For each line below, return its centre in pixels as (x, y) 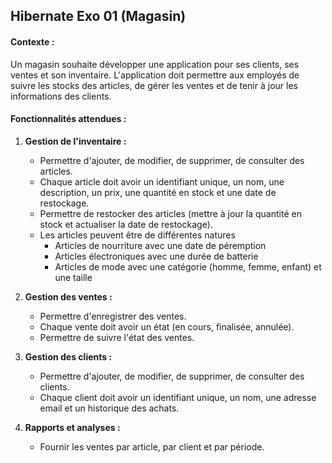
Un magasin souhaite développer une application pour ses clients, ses (155, 64)
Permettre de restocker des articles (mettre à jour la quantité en (170, 213)
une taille (73, 277)
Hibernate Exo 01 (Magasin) (98, 16)
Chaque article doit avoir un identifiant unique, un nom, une (162, 181)
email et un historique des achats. (109, 408)
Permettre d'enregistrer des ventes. (113, 316)
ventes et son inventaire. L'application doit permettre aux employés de (155, 75)
